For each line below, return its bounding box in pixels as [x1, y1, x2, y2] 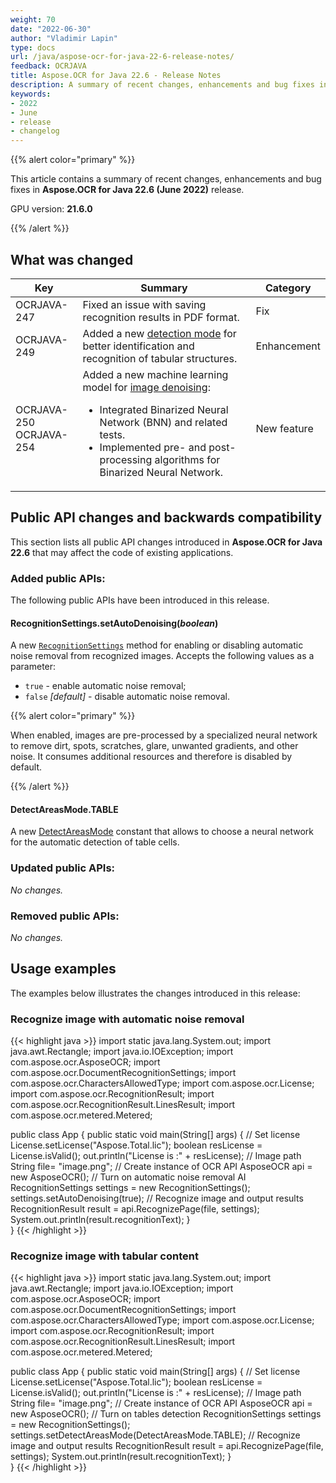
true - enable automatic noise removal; [24, 680, 187, 692]
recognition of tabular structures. [82, 351, 238, 365]
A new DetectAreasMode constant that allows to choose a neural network [10, 826, 315, 838]
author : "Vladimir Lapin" [10, 33, 118, 43]
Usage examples [10, 961, 117, 978]
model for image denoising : [82, 380, 211, 394]
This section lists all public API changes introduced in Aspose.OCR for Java [10, 536, 323, 548]
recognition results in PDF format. [82, 310, 240, 324]
